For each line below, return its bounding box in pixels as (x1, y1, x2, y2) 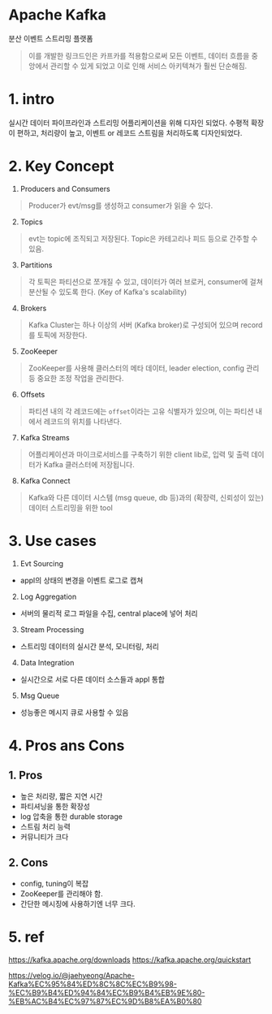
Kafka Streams (19, 432, 71, 442)
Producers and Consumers (19, 184, 111, 193)
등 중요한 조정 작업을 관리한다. (28, 373, 124, 383)
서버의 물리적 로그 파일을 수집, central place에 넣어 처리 (19, 608, 198, 618)
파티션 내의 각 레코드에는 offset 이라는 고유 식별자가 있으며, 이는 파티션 (28, 406, 254, 416)
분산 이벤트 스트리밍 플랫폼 (8, 33, 93, 43)
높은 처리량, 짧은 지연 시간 (19, 791, 103, 801)
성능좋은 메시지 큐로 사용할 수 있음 (19, 707, 129, 717)
